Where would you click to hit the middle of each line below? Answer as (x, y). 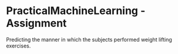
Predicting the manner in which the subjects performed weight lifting (89, 39)
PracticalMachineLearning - (76, 11)
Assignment (36, 23)
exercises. (19, 46)
